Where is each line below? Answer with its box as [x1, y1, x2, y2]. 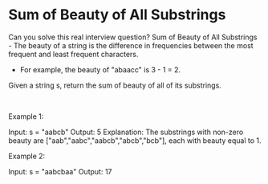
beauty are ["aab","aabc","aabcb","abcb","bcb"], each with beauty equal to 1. [8, 135, 262, 145]
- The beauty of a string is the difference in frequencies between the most [8, 40, 254, 50]
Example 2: [8, 151, 46, 161]
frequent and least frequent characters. [8, 49, 139, 59]
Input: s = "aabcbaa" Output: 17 [8, 166, 112, 176]
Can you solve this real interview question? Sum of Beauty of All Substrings [8, 32, 258, 42]
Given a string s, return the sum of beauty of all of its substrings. [8, 80, 222, 90]
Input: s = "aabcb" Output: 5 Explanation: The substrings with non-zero [8, 127, 244, 137]
